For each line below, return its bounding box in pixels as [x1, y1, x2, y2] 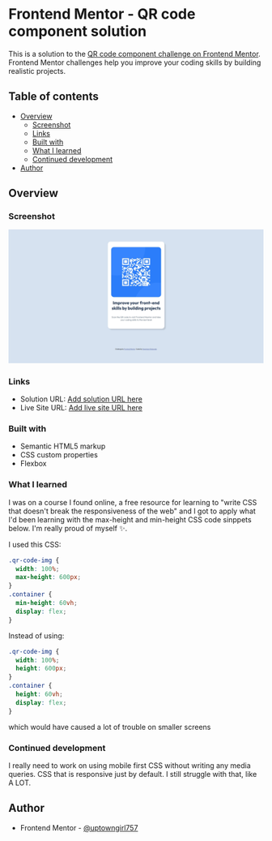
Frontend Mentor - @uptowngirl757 [19, 822, 138, 832]
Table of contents [8, 90, 99, 104]
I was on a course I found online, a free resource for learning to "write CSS [8, 497, 257, 507]
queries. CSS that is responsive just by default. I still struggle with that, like [8, 769, 257, 779]
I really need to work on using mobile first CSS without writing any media [8, 760, 251, 770]
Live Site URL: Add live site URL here [19, 403, 143, 413]
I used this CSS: [8, 539, 62, 549]
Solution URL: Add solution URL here [19, 394, 143, 404]
